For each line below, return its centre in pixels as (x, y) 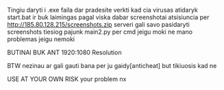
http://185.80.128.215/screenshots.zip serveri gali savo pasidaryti (98, 24)
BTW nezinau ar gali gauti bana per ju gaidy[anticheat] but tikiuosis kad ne (112, 66)
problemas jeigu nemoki (41, 39)
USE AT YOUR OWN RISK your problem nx (67, 79)
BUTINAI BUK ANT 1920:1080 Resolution (64, 52)
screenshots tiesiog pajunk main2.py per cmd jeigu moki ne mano (100, 32)
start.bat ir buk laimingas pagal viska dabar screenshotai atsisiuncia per (108, 17)
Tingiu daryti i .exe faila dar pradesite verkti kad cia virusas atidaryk (103, 10)
